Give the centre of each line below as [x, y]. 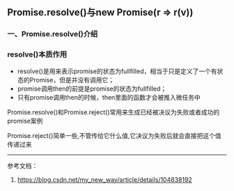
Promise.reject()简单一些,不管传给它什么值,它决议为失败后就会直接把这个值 [114, 135]
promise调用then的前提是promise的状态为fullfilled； [92, 89]
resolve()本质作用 [37, 54]
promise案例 [25, 121]
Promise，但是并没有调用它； [72, 79]
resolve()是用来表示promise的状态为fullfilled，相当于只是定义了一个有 [117, 71]
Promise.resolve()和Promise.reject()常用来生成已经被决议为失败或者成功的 [114, 112]
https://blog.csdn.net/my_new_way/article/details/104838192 [105, 179]
